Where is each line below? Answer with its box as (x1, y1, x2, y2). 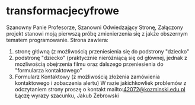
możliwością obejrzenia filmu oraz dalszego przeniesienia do (14, 61, 164, 68)
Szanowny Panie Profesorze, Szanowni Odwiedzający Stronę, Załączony (6, 24, 184, 31)
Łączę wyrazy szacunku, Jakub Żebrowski (14, 92, 119, 99)
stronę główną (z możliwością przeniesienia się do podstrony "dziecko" (14, 47, 190, 55)
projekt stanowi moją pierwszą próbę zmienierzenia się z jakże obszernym (6, 30, 188, 37)
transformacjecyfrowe (6, 4, 120, 18)
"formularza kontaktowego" (14, 66, 83, 74)
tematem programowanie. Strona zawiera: (6, 36, 108, 43)
